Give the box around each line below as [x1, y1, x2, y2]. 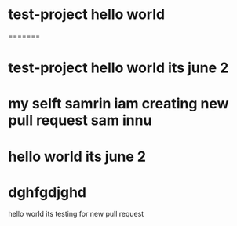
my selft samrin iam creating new [8, 95, 229, 113]
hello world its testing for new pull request [8, 210, 144, 219]
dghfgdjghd [8, 183, 87, 201]
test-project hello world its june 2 [8, 59, 229, 77]
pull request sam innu [8, 111, 152, 129]
